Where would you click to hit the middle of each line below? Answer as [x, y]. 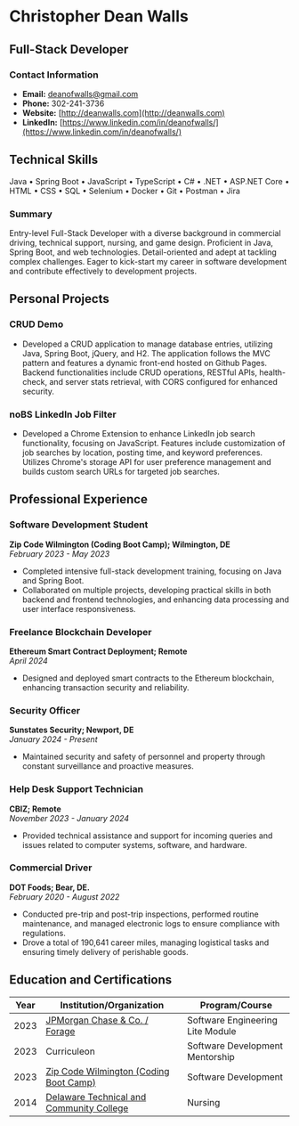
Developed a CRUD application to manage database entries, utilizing [147, 344]
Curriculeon [70, 1051]
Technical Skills [54, 160]
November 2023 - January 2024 [69, 818]
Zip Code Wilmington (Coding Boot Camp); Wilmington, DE [120, 544]
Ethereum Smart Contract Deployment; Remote [98, 651]
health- [273, 372]
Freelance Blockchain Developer [81, 632]
